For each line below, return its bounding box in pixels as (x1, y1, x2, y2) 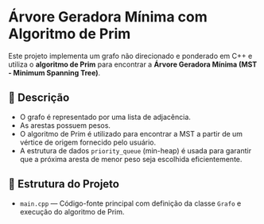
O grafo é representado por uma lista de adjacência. (19, 112, 191, 122)
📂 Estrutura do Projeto (8, 177, 119, 191)
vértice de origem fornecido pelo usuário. (19, 137, 157, 147)
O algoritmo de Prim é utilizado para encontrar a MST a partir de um (19, 129, 243, 138)
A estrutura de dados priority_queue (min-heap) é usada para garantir (19, 145, 252, 155)
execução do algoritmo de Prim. (19, 207, 125, 216)
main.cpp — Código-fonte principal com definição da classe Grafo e (19, 199, 242, 208)
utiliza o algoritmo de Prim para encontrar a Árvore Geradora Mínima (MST (8, 60, 258, 69)
